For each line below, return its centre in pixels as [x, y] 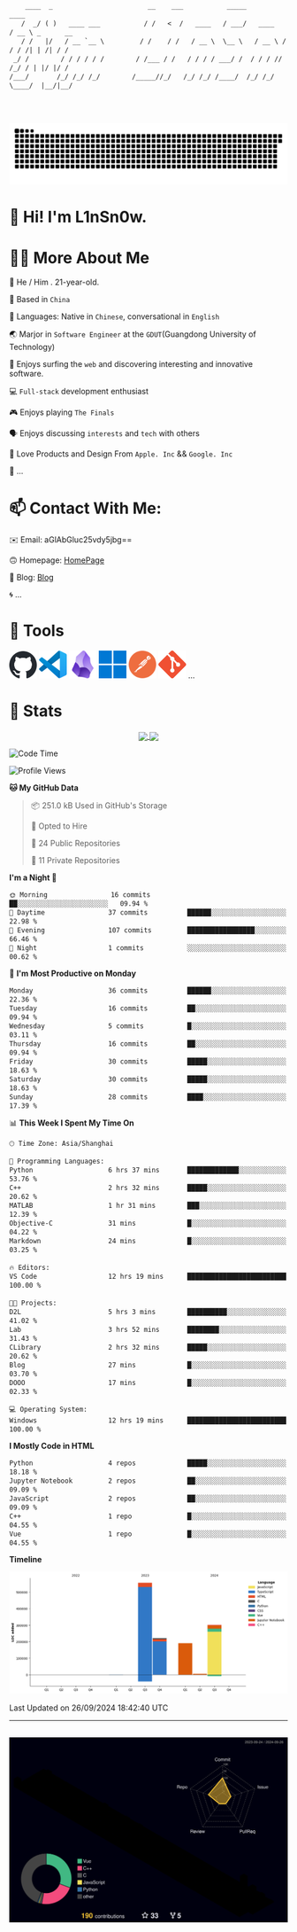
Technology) [32, 347]
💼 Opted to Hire [59, 826]
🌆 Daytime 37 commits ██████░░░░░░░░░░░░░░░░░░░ [148, 913]
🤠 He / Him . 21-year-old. [54, 282]
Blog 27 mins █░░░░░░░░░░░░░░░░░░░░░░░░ [148, 1366]
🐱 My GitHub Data [44, 788]
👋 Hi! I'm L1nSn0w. [78, 217]
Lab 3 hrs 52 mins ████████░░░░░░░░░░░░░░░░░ [148, 1330]
